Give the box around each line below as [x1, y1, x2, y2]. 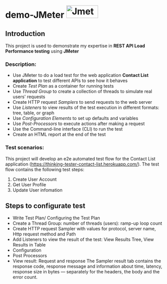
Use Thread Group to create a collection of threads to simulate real [12, 89, 153, 95]
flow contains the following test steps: [5, 166, 85, 172]
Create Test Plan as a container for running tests [12, 83, 114, 89]
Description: [5, 61, 36, 68]
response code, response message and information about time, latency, [12, 263, 163, 269]
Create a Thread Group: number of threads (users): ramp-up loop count [12, 220, 162, 226]
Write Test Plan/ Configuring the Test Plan [12, 215, 100, 221]
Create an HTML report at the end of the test [12, 132, 106, 138]
